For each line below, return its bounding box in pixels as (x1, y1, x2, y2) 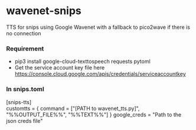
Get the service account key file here (14, 64, 105, 71)
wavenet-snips (6, 4, 81, 18)
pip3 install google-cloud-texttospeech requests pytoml (14, 58, 151, 65)
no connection (6, 29, 41, 36)
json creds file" (6, 117, 43, 124)
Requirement (6, 44, 44, 52)
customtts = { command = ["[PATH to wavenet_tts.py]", (6, 105, 140, 112)
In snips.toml (6, 85, 44, 94)
